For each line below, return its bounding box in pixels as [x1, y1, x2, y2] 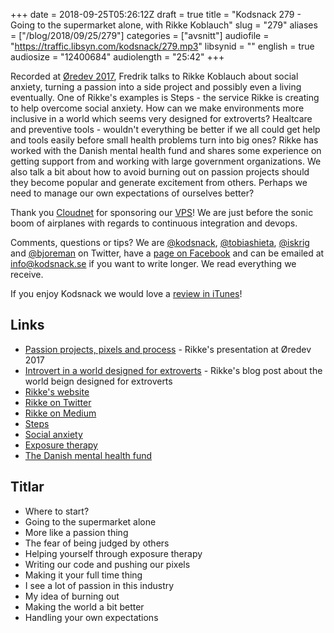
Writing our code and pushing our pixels [24, 558, 191, 570]
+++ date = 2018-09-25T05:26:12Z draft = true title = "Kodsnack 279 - [10, 9, 302, 20]
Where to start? [24, 505, 90, 517]
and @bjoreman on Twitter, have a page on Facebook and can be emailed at [10, 247, 325, 259]
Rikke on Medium [24, 407, 97, 419]
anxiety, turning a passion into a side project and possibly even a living [10, 81, 302, 93]
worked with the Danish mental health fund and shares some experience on [10, 145, 322, 156]
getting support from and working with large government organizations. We [10, 155, 322, 167]
